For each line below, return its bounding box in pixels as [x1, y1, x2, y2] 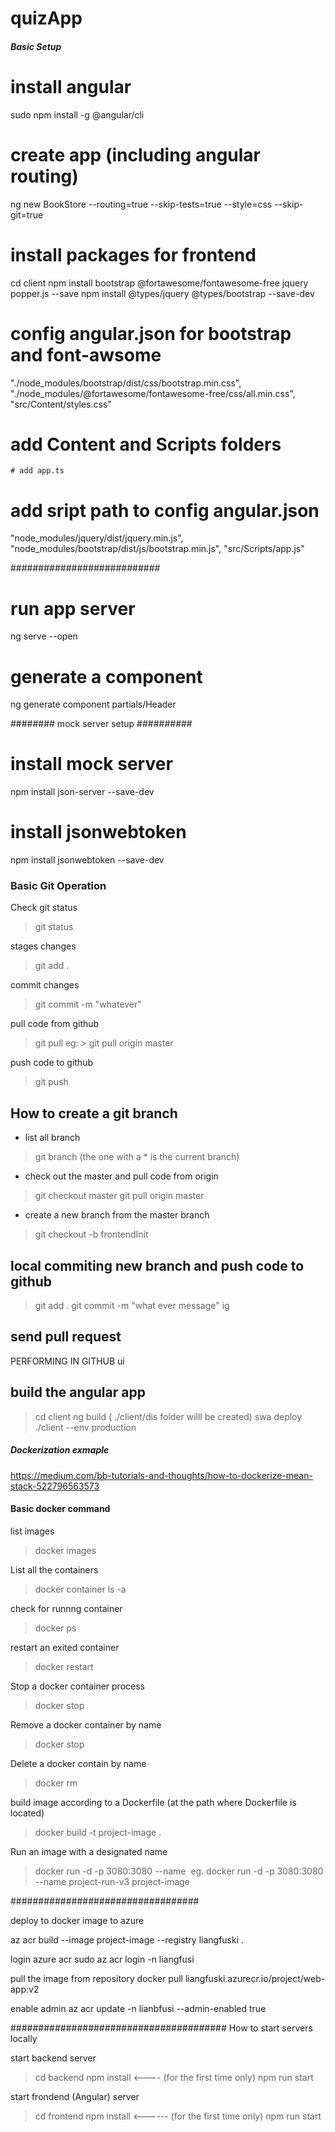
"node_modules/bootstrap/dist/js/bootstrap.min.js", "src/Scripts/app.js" [10, 543, 305, 555]
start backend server [10, 2052, 97, 2064]
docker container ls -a [34, 1583, 127, 1595]
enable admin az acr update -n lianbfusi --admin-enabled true [10, 2002, 267, 2014]
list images [10, 1525, 55, 1537]
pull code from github [10, 1018, 100, 1030]
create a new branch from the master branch [24, 1209, 210, 1221]
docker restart [34, 1660, 94, 1672]
